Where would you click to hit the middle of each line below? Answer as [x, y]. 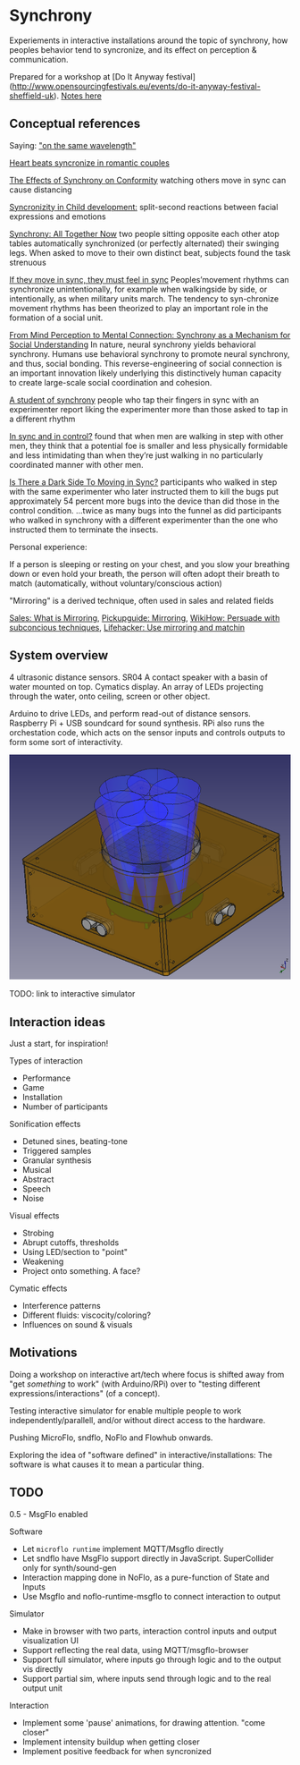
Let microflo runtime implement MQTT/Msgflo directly [123, 1549]
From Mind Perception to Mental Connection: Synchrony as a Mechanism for [150, 335]
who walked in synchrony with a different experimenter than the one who [144, 520]
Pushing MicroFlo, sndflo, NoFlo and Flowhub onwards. [111, 1438]
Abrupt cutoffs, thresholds [71, 1243]
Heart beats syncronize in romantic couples [89, 163]
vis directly [42, 1668]
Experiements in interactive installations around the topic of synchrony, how [149, 40]
